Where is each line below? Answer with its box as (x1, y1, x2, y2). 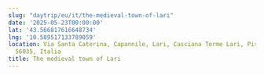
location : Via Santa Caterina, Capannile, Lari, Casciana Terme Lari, (8, 41, 244, 48)
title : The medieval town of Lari (8, 55, 122, 63)
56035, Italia (15, 48, 61, 55)
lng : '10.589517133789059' (8, 33, 97, 41)
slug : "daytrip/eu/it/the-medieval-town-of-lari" (8, 11, 174, 20)
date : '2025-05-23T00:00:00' (8, 19, 104, 27)
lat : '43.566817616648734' (8, 26, 97, 34)
